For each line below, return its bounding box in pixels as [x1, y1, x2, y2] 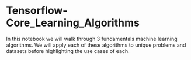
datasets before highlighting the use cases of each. [6, 47, 130, 54]
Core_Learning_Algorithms [6, 16, 140, 29]
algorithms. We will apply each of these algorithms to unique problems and [6, 42, 186, 48]
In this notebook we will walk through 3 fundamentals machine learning [6, 35, 178, 42]
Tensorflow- [6, 4, 68, 17]
